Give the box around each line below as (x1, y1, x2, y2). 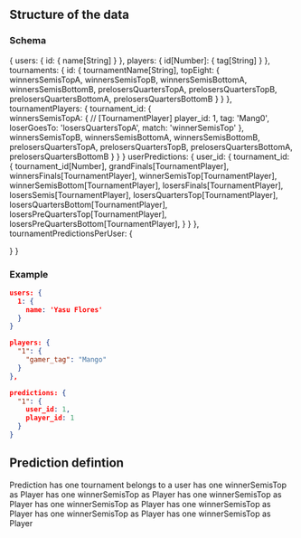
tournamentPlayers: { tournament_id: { (9, 103, 152, 114)
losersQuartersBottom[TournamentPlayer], (9, 199, 168, 210)
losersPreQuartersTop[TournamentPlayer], (9, 208, 167, 220)
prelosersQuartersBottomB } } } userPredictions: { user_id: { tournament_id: (9, 151, 290, 162)
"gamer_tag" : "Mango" (25, 355, 107, 364)
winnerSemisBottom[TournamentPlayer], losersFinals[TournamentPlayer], (9, 180, 284, 191)
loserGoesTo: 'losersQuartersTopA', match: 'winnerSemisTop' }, (9, 122, 244, 133)
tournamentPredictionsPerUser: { (9, 228, 133, 239)
